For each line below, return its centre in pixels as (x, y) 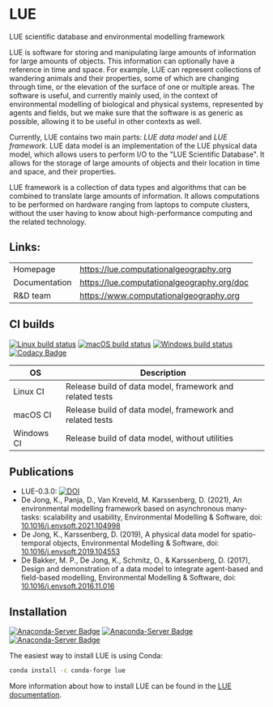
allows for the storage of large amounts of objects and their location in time (134, 162)
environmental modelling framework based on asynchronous (122, 509)
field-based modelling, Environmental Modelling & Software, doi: (128, 578)
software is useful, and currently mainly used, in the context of (113, 95)
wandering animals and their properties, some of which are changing (124, 78)
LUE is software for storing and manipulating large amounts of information (133, 52)
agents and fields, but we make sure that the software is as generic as (126, 112)
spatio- (244, 535)
